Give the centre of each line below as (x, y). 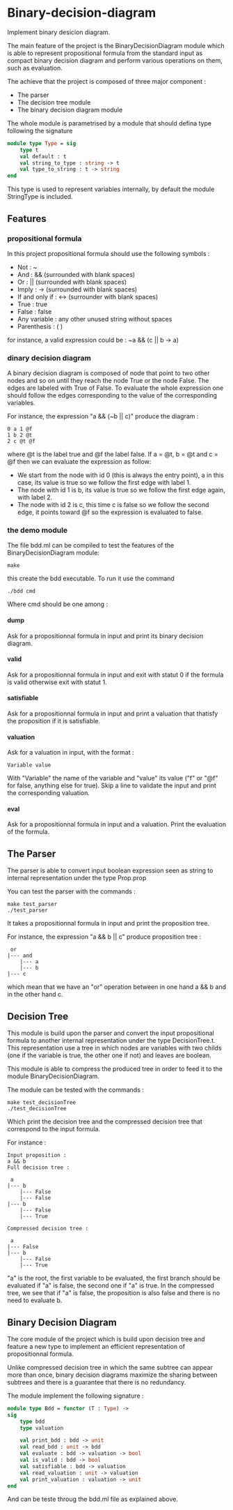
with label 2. (35, 497)
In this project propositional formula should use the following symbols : (109, 253)
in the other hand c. (35, 995)
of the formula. (29, 832)
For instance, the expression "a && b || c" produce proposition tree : (104, 937)
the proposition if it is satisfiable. (54, 721)
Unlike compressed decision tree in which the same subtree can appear (110, 1367)
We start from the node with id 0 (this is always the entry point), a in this (120, 475)
